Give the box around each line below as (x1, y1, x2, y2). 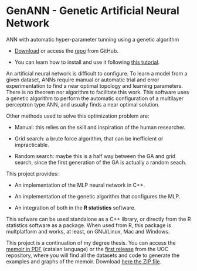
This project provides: (6, 170, 59, 177)
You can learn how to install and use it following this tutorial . (14, 59, 160, 66)
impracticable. (14, 141, 50, 148)
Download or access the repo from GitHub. (14, 47, 119, 54)
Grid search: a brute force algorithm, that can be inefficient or (14, 135, 164, 142)
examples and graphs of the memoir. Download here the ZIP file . (6, 258, 162, 265)
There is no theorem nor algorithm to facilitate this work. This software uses (6, 88, 189, 95)
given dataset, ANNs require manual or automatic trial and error (6, 76, 159, 83)
